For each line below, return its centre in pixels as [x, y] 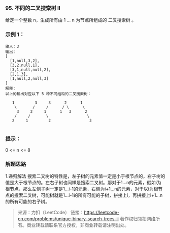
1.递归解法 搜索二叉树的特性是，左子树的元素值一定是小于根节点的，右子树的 [85, 176]
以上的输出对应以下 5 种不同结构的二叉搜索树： [48, 94]
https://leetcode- [101, 213]
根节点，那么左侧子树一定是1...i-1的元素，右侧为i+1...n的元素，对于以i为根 [82, 189]
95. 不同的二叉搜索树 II [33, 8]
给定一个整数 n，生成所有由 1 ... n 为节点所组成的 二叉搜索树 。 [71, 20]
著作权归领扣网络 [138, 219]
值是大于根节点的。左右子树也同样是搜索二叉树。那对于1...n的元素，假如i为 [83, 183]
